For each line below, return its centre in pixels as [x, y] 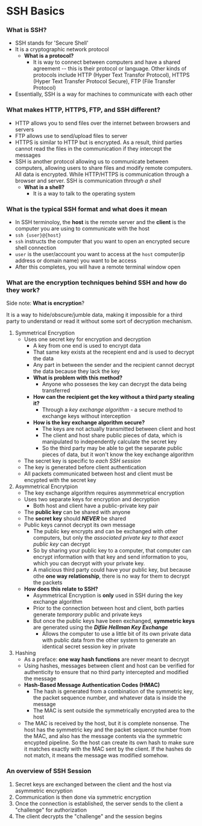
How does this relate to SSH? [61, 589]
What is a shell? [44, 187]
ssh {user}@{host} [38, 236]
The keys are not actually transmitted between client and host [119, 429]
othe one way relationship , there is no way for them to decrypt [111, 576]
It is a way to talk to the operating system [84, 193]
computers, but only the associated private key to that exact [108, 538]
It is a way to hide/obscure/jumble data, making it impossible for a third [94, 315]
